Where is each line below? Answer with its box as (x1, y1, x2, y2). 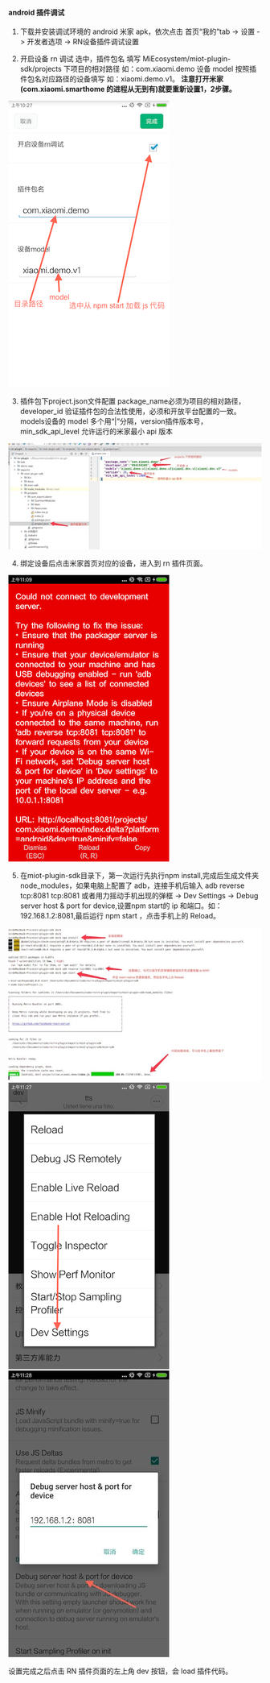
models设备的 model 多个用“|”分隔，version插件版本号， (19, 417, 208, 426)
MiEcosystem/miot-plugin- (142, 54, 231, 64)
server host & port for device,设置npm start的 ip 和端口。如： (19, 901, 223, 910)
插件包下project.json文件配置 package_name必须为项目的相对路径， (19, 396, 246, 406)
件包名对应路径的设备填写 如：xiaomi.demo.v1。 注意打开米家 (19, 74, 223, 84)
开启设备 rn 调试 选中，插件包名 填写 (19, 54, 141, 64)
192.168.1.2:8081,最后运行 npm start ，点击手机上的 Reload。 (19, 911, 221, 921)
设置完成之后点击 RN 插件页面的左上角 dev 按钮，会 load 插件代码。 (8, 1666, 233, 1676)
